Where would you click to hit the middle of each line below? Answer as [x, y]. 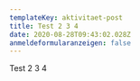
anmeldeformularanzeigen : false [70, 43]
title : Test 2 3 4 [44, 26]
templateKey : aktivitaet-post [66, 18]
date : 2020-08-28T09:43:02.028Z [70, 34]
